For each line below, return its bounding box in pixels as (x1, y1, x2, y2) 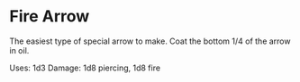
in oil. (9, 45, 30, 55)
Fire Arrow (9, 6, 90, 27)
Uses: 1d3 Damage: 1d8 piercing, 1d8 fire (9, 62, 160, 73)
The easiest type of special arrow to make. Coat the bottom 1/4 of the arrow (9, 36, 291, 46)
